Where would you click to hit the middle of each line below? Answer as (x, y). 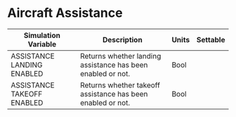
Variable (42, 44)
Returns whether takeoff (120, 85)
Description (122, 39)
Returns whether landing (120, 56)
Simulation (42, 35)
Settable (211, 39)
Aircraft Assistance (65, 13)
